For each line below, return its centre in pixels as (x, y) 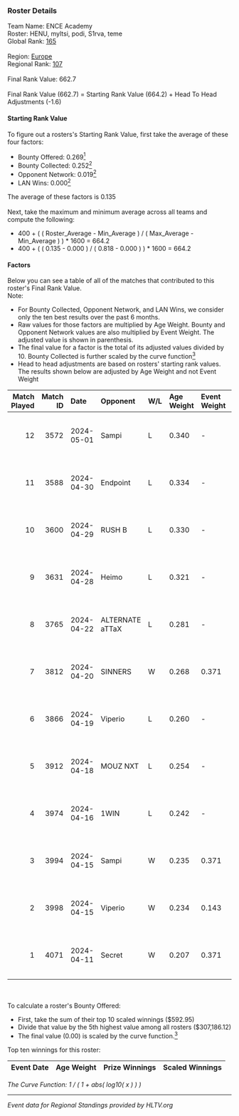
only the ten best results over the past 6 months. (89, 317)
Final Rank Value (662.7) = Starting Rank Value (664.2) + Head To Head (112, 94)
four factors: (26, 142)
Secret (112, 955)
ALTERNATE (121, 620)
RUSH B (114, 530)
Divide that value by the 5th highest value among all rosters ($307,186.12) (124, 1027)
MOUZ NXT (120, 766)
